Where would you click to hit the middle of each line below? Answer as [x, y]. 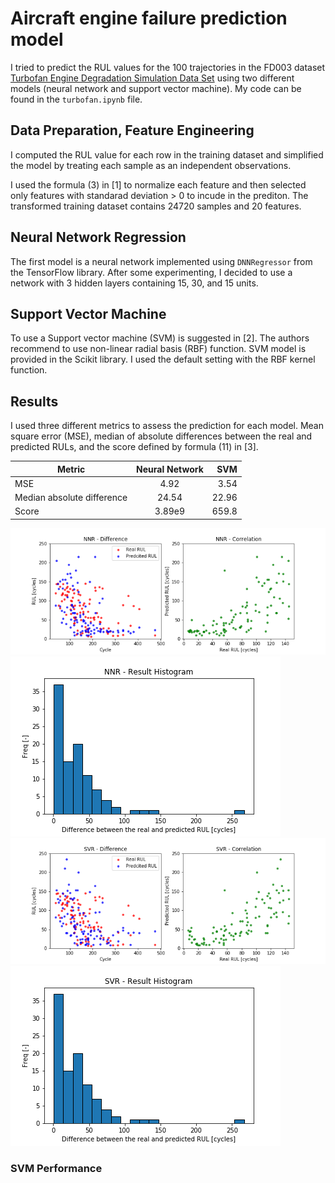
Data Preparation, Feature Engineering [132, 130]
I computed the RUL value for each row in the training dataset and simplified [167, 154]
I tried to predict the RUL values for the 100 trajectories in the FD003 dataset [168, 67]
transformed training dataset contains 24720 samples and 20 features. [156, 206]
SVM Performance [56, 1169]
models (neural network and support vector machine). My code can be [156, 88]
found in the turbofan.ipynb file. [76, 99]
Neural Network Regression [98, 237]
